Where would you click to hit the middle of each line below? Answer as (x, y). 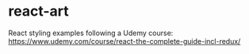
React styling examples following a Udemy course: (91, 33)
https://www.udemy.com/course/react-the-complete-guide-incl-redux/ (125, 41)
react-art (38, 11)
